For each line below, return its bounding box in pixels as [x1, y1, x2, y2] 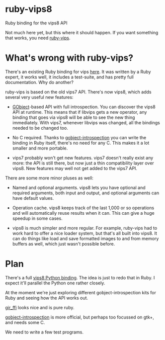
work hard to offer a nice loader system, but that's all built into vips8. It [12, 230, 158, 236]
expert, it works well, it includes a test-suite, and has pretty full [5, 74, 134, 80]
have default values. [12, 195, 54, 201]
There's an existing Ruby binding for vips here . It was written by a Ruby [5, 69, 151, 75]
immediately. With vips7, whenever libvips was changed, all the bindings [12, 119, 160, 125]
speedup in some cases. [12, 215, 63, 221]
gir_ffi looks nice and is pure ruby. [5, 304, 75, 310]
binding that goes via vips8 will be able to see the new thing [12, 114, 135, 120]
